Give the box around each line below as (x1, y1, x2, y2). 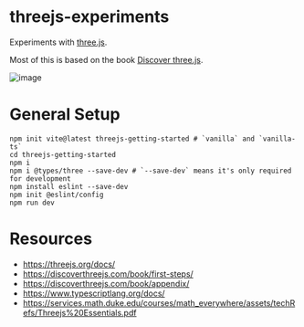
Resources (9, 228, 93, 249)
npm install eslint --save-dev (9, 182, 129, 191)
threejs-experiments (9, 6, 170, 27)
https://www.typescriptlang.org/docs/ (22, 288, 166, 299)
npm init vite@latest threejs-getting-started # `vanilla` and (9, 134, 256, 143)
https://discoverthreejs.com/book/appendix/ (22, 278, 190, 289)
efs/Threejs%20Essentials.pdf (22, 307, 137, 318)
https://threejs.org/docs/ (22, 258, 116, 269)
